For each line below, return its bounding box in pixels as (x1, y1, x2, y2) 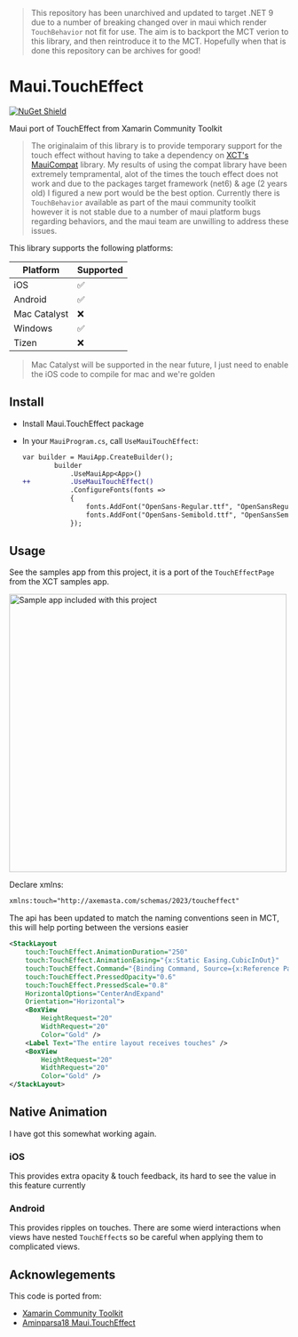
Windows (13, 322, 53, 334)
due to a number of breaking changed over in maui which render (30, 17, 268, 28)
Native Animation (9, 1105, 108, 1120)
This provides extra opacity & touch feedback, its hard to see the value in (9, 1171, 277, 1181)
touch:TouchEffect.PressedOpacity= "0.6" (25, 972, 176, 981)
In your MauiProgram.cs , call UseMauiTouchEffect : (21, 435, 200, 446)
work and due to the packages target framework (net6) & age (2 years (30, 178, 288, 189)
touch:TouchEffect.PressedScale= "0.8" (25, 980, 169, 990)
